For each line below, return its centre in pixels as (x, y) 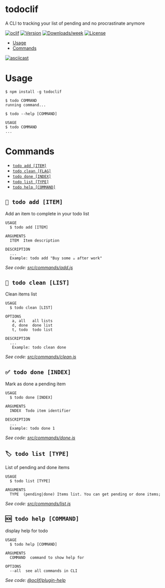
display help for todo (27, 531)
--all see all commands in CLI (44, 571)
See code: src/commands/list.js (38, 504)
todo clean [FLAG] (32, 171)
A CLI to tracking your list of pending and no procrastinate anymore (75, 23)
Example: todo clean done (39, 347)
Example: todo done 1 (32, 429)
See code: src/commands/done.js (40, 438)
